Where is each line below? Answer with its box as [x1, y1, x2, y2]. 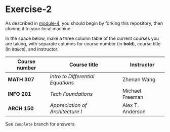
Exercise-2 [5, 4, 52, 15]
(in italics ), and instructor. [5, 46, 59, 52]
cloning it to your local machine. [5, 25, 72, 31]
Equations [50, 79, 74, 86]
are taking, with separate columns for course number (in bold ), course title [5, 40, 161, 46]
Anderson [122, 108, 146, 115]
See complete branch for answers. [5, 121, 76, 127]
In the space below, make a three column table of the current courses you [5, 35, 159, 41]
